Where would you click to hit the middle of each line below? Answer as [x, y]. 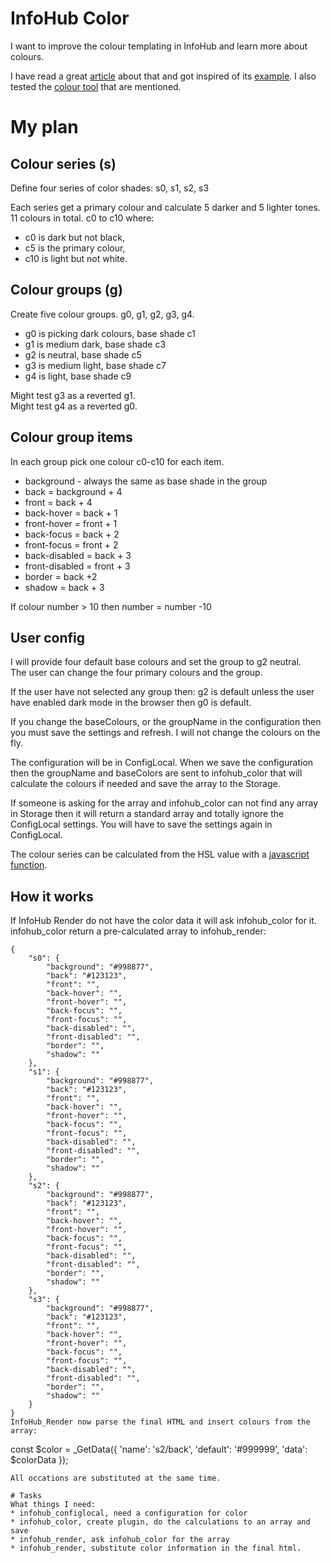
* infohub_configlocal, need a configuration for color [129, 1513]
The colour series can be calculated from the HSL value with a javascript [160, 854]
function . [29, 865]
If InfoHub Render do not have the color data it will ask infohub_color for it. [163, 921]
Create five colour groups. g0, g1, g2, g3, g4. [102, 314]
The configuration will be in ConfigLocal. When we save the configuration [162, 763]
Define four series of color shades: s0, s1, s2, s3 [110, 188]
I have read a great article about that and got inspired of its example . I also [163, 76]
